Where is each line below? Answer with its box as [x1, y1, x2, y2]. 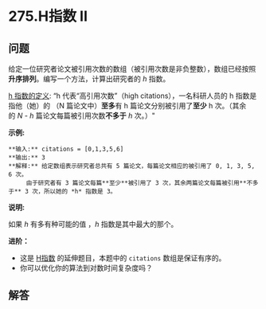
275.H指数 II [8, 7, 88, 25]
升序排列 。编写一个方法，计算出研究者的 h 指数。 [8, 74, 170, 84]
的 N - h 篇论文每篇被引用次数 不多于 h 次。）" [8, 111, 155, 120]
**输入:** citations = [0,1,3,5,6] [8, 145, 124, 153]
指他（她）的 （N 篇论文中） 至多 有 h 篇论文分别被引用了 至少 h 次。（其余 [8, 101, 247, 110]
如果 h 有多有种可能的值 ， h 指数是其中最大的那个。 [8, 220, 178, 229]
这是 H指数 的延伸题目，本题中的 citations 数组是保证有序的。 [19, 253, 226, 263]
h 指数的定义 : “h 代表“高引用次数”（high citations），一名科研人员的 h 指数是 [8, 91, 257, 100]
